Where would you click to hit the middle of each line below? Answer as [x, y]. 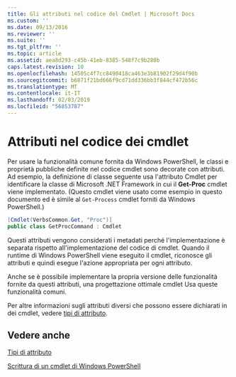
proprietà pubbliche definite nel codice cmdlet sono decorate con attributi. [116, 169]
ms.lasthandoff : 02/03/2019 [49, 100]
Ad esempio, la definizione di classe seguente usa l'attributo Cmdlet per [112, 176]
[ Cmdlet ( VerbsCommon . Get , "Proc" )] [60, 220]
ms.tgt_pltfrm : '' [34, 47]
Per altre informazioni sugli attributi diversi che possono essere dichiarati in [117, 305]
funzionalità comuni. [37, 292]
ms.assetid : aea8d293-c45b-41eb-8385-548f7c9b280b [84, 60]
